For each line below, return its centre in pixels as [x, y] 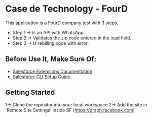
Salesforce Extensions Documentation [52, 71]
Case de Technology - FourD [67, 9]
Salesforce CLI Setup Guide [42, 77]
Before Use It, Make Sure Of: [51, 59]
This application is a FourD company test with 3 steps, [62, 23]
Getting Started [30, 93]
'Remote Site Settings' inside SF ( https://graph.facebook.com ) [70, 110]
